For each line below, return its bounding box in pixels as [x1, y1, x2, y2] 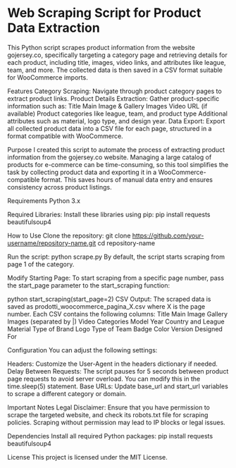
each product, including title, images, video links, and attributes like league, [7, 58, 227, 66]
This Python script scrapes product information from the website [7, 43, 195, 51]
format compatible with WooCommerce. [7, 132, 123, 140]
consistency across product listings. [7, 183, 113, 191]
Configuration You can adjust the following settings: [7, 345, 158, 354]
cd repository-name [97, 238, 156, 247]
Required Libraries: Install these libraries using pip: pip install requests [7, 210, 211, 218]
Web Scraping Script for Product [7, 5, 201, 21]
